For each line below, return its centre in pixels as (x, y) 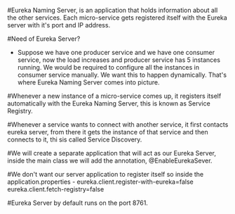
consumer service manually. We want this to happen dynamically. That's (122, 75)
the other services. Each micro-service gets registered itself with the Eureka (117, 18)
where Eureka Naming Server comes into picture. (88, 82)
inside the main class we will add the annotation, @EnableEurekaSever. (110, 160)
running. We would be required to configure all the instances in (108, 67)
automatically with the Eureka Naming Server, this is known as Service (109, 103)
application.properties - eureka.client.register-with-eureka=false (101, 182)
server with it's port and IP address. (59, 25)
